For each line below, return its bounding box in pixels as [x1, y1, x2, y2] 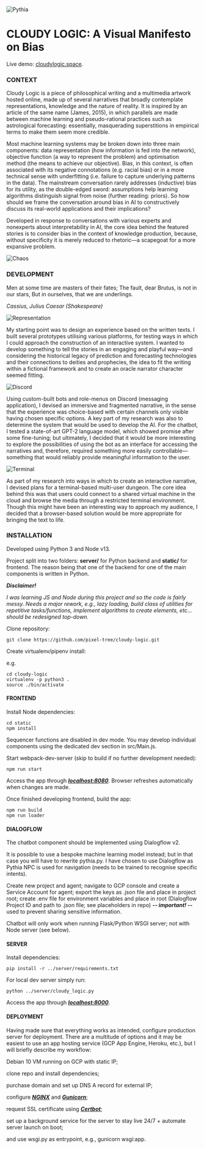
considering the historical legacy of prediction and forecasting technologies [6, 352, 197, 359]
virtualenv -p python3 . [6, 676, 70, 682]
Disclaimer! [6, 582, 37, 589]
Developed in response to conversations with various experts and [6, 217, 172, 224]
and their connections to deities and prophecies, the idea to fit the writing [6, 358, 191, 366]
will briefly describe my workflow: [6, 1046, 92, 1053]
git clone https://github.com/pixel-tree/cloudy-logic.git [6, 637, 160, 643]
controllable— [152, 447, 188, 454]
